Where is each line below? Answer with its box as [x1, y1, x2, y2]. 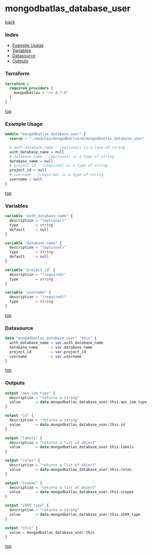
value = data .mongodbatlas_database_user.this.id [9, 422, 125, 427]
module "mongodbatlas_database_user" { [5, 132, 86, 137]
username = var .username [9, 354, 82, 359]
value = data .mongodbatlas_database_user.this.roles [9, 467, 132, 472]
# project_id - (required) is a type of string [9, 163, 108, 168]
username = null [9, 177, 42, 182]
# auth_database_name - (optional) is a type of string [9, 145, 125, 150]
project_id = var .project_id [9, 349, 86, 355]
